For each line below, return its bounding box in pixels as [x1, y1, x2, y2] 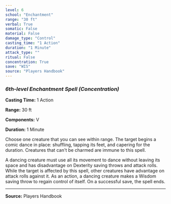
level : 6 [5, 7, 24, 13]
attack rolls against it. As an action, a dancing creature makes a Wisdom [5, 173, 156, 179]
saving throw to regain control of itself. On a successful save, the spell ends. [5, 179, 165, 185]
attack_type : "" [5, 50, 40, 55]
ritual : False [5, 54, 36, 60]
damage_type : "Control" [5, 36, 56, 41]
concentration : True [5, 59, 49, 64]
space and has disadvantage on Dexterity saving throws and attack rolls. [5, 162, 158, 168]
